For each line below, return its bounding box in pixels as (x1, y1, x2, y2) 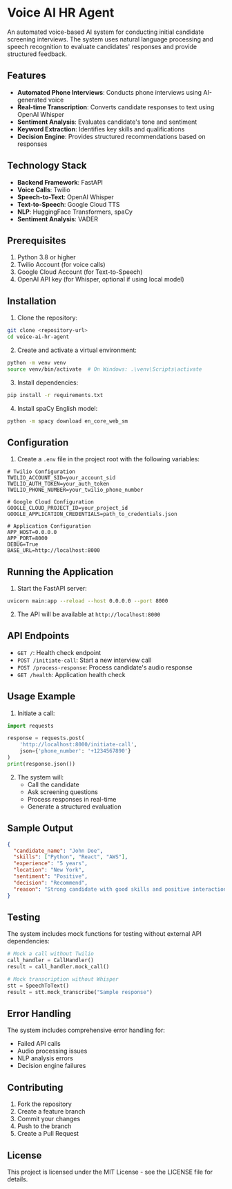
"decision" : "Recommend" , (13, 879, 88, 886)
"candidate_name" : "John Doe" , (13, 847, 104, 854)
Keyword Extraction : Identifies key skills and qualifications (17, 125, 185, 133)
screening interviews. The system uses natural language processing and (7, 35, 214, 43)
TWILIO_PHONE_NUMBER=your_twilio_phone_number (7, 486, 144, 494)
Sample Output (7, 822, 74, 834)
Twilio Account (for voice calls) (17, 261, 106, 269)
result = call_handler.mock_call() (7, 964, 110, 970)
